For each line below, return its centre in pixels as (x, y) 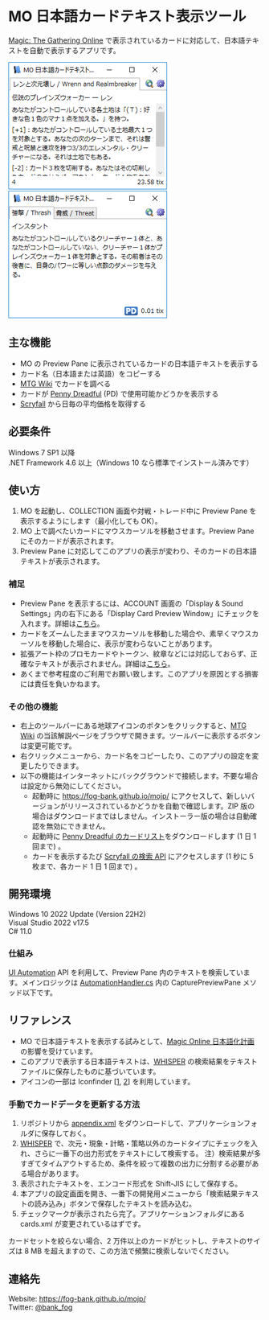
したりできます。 (55, 766)
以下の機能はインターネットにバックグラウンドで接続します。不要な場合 (139, 775)
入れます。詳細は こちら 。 (62, 623)
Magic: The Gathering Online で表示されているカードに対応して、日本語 (127, 40)
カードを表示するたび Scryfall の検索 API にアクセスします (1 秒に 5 (143, 856)
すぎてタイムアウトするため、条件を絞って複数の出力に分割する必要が (136, 1164)
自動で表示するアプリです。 (75, 50)
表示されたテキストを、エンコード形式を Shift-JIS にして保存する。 (131, 1184)
